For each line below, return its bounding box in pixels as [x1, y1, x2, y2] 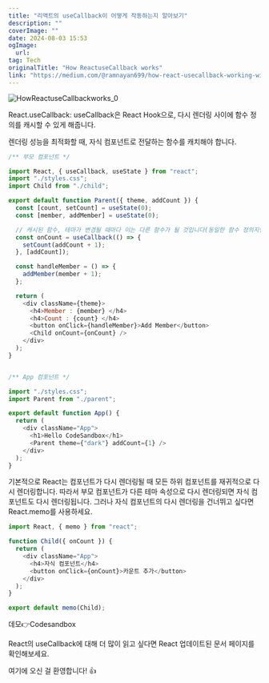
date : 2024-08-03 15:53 [8, 34, 88, 42]
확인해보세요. [8, 649, 50, 659]
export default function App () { [8, 409, 120, 417]
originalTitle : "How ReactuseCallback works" [8, 64, 163, 72]
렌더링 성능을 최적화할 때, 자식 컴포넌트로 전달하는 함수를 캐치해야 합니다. [8, 137, 237, 147]
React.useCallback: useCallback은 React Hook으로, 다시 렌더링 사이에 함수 [8, 110, 248, 119]
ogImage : [8, 42, 38, 50]
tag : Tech [8, 57, 42, 65]
